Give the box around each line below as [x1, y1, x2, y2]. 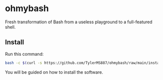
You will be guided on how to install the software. [5, 69, 103, 75]
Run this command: [5, 51, 44, 57]
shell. [5, 24, 16, 30]
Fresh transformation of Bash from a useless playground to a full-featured [5, 19, 153, 25]
